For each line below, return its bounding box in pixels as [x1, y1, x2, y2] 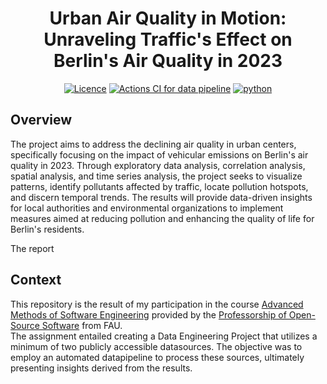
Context [10, 272, 62, 289]
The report [10, 242, 55, 254]
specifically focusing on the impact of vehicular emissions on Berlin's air [10, 148, 309, 161]
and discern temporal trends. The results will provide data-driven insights [10, 191, 313, 203]
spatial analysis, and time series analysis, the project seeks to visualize [10, 170, 303, 182]
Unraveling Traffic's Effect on [43, 28, 293, 51]
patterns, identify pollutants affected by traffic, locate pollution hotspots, [10, 180, 309, 192]
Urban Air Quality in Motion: [49, 7, 287, 30]
